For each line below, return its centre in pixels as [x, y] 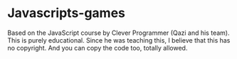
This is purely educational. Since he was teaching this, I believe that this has [119, 40]
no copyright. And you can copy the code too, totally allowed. [98, 48]
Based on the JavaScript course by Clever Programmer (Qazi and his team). [118, 33]
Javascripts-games [67, 13]
